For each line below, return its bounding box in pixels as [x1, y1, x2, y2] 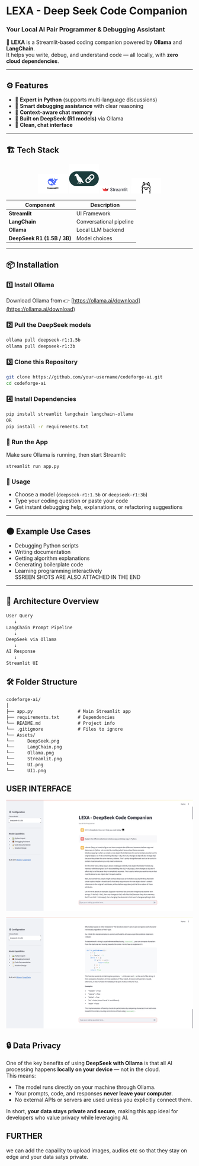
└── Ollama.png [6, 750, 54, 756]
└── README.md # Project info [6, 720, 115, 726]
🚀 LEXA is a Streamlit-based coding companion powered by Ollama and [6, 39, 182, 46]
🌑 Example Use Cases [6, 526, 91, 536]
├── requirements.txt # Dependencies [6, 714, 115, 720]
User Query [6, 613, 33, 619]
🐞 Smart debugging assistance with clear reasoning [14, 103, 144, 110]
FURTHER [6, 1131, 43, 1141]
